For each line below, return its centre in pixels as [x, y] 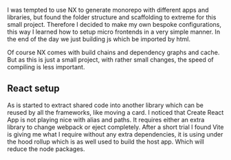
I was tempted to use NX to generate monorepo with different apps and [108, 10]
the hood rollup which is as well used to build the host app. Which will [106, 141]
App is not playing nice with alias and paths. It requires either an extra [106, 119]
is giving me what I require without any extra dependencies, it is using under [115, 134]
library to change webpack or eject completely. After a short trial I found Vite [115, 127]
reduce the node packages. [46, 149]
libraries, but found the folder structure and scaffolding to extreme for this [112, 17]
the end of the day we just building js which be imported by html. [99, 39]
